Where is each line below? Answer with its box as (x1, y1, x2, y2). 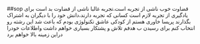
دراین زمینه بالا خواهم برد (7, 31, 63, 38)
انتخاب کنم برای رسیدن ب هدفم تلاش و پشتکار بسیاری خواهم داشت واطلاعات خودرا (7, 24, 195, 31)
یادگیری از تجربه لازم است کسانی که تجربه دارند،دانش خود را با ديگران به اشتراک (7, 11, 189, 19)
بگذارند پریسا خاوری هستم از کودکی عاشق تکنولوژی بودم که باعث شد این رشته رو (7, 18, 192, 25)
